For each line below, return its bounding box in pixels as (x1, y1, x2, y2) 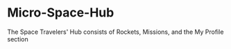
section (7, 35, 29, 43)
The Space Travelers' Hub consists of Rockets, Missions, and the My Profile (7, 28, 224, 36)
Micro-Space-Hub (7, 5, 114, 21)
